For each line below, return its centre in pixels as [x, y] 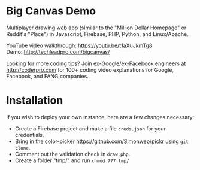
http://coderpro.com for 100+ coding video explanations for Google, [90, 69]
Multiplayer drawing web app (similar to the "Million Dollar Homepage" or [96, 28]
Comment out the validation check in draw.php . [72, 154]
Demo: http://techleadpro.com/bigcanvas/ [58, 51]
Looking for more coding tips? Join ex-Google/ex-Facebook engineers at [96, 63]
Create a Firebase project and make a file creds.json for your [90, 128]
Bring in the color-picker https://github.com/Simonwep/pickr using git [101, 141]
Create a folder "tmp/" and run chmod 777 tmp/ [72, 160]
